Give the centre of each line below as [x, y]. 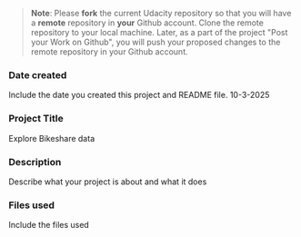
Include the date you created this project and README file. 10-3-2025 [139, 95]
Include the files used [49, 225]
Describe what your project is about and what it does [108, 182]
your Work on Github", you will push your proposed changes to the [156, 42]
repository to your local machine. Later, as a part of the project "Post [159, 32]
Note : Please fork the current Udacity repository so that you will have [161, 13]
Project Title [36, 119]
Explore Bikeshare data [52, 138]
